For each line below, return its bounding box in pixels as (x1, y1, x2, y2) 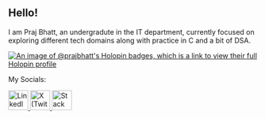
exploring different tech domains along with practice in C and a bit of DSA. (8, 35, 252, 45)
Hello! (8, 6, 38, 20)
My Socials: (8, 74, 46, 84)
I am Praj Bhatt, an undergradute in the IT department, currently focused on (8, 27, 255, 36)
